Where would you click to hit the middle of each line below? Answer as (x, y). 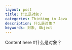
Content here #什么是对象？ (33, 43)
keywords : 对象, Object (29, 28)
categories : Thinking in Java (36, 19)
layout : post (18, 10)
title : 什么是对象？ (24, 14)
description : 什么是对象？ (31, 23)
